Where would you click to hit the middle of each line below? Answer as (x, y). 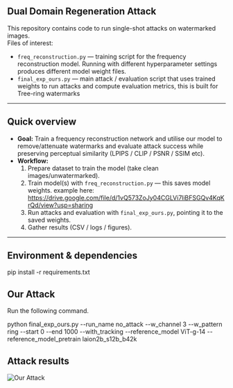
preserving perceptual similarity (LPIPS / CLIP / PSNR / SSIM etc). (111, 153)
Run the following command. (48, 311)
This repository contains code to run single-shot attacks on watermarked (112, 28)
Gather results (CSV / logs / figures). (80, 227)
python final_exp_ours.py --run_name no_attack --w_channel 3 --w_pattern (115, 324)
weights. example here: (61, 190)
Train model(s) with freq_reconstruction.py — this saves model (119, 183)
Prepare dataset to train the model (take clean (93, 168)
